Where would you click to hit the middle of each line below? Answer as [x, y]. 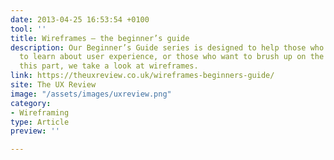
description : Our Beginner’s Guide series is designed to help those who [167, 47]
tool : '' [28, 29]
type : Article [40, 122]
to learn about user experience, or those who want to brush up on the [172, 57]
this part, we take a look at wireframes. [109, 66]
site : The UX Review [53, 85]
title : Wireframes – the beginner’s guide [100, 38]
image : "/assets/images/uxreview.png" [91, 94]
